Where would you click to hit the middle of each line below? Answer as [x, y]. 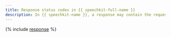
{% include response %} [31, 29]
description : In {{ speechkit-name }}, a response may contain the [78, 15]
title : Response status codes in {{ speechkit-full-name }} [70, 10]
